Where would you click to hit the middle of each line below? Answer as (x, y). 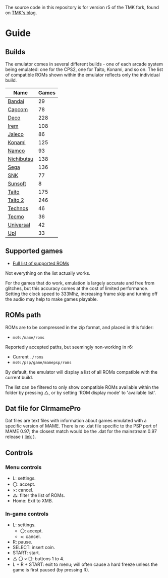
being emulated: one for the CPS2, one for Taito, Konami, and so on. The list (84, 69)
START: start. (26, 553)
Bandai (16, 101)
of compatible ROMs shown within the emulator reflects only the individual (82, 75)
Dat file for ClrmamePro (43, 408)
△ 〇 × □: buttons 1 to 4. (38, 559)
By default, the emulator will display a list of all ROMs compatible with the (81, 372)
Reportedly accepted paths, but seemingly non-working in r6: (69, 347)
